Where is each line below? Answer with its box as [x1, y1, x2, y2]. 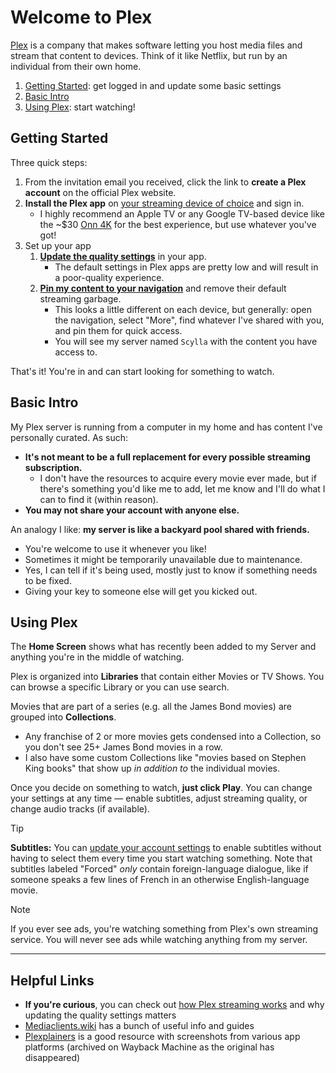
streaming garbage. [39, 292, 122, 305]
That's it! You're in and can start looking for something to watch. [10, 365, 275, 377]
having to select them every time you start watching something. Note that [10, 852, 313, 865]
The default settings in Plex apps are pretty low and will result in [54, 261, 319, 273]
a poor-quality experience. [54, 271, 165, 283]
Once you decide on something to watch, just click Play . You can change [10, 782, 313, 794]
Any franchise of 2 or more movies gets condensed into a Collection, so [24, 731, 322, 743]
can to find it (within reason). [39, 493, 159, 505]
